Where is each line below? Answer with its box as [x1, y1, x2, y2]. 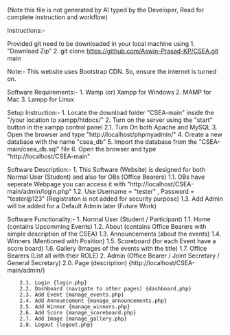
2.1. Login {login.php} [19, 280, 88, 286]
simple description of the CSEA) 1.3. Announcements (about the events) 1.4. [7, 229, 222, 238]
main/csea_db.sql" [7, 145, 60, 153]
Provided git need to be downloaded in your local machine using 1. [7, 40, 196, 47]
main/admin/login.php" [7, 188, 72, 195]
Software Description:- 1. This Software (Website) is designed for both [7, 166, 206, 173]
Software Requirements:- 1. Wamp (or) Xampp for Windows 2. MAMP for [7, 88, 211, 96]
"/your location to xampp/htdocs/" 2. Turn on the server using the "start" [7, 116, 213, 124]
